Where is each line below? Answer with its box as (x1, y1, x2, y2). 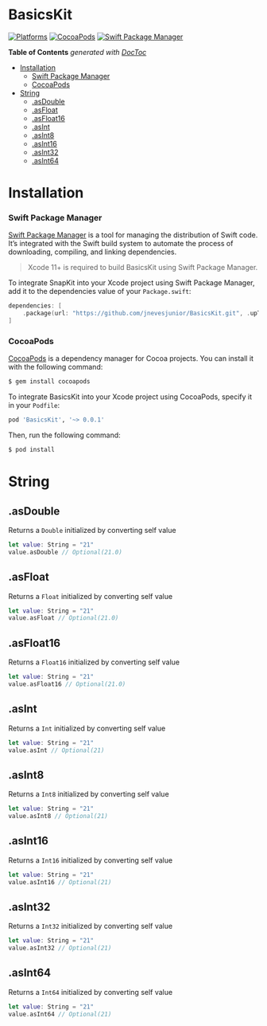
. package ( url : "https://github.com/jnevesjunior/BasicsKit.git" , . (22, 309, 250, 318)
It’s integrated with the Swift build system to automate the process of (8, 239, 234, 249)
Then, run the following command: (8, 430, 121, 440)
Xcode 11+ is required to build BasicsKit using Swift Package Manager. (27, 263, 258, 272)
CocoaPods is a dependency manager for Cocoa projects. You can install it (8, 354, 254, 363)
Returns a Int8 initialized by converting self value (8, 789, 169, 799)
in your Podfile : (8, 401, 60, 410)
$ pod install (8, 446, 56, 454)
